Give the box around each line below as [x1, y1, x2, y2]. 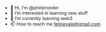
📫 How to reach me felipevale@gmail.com [10, 21, 101, 27]
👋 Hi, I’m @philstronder [10, 5, 59, 10]
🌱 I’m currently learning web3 [10, 15, 73, 21]
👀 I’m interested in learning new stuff [10, 10, 88, 16]
